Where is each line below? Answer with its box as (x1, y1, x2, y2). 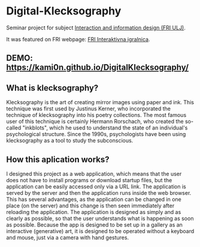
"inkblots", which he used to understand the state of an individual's (22, 124, 188, 131)
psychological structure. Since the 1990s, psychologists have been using (6, 131, 186, 138)
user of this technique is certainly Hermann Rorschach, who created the (6, 118, 184, 125)
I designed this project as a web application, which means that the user (6, 170, 182, 177)
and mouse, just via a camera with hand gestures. (6, 234, 129, 241)
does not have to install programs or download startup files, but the (6, 176, 172, 183)
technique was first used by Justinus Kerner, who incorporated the (6, 105, 171, 112)
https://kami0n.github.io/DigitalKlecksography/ (6, 62, 189, 73)
